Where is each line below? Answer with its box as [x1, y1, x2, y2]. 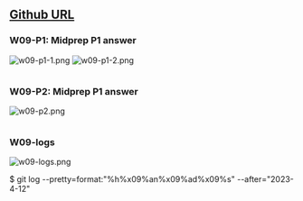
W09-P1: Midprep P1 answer [9, 34, 137, 47]
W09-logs [9, 135, 56, 148]
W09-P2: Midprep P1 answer [9, 85, 138, 97]
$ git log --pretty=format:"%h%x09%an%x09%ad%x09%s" [9, 174, 235, 185]
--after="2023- [236, 174, 294, 185]
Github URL [9, 7, 75, 23]
